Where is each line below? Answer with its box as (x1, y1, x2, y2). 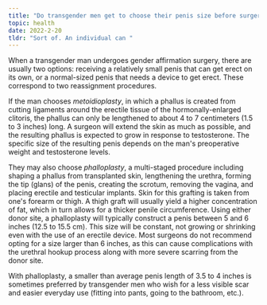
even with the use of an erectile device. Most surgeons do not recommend (8, 230, 253, 240)
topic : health (8, 19, 56, 27)
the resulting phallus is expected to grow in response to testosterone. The (8, 131, 250, 140)
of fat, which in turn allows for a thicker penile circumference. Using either (8, 205, 252, 215)
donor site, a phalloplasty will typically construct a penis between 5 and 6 (8, 213, 249, 223)
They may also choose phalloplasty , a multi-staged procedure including (8, 162, 244, 172)
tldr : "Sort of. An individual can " (8, 33, 133, 42)
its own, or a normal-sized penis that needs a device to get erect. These (8, 72, 244, 82)
